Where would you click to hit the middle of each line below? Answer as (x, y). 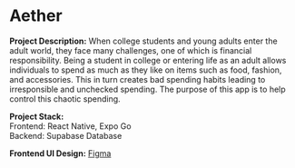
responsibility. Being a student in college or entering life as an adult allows (148, 60)
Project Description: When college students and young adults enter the (144, 41)
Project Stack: (37, 116)
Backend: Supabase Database (66, 135)
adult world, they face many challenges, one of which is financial (131, 50)
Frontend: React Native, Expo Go (70, 126)
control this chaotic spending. (65, 99)
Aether (36, 16)
